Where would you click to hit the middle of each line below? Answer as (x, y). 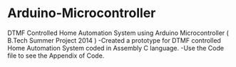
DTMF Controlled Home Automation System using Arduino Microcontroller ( (118, 33)
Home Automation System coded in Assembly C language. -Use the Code (116, 48)
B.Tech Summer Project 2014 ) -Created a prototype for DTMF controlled (114, 40)
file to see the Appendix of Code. (56, 56)
